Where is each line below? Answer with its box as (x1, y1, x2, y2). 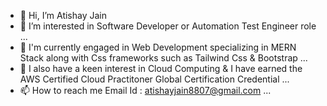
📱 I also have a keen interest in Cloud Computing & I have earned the (19, 63, 303, 74)
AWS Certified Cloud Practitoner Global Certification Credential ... (19, 73, 290, 85)
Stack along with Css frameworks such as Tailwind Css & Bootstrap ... (19, 52, 308, 64)
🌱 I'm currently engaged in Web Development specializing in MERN (19, 41, 297, 53)
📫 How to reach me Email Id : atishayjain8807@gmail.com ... (19, 85, 272, 96)
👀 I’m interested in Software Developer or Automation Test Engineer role (19, 20, 317, 32)
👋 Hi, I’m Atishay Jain (19, 10, 108, 21)
